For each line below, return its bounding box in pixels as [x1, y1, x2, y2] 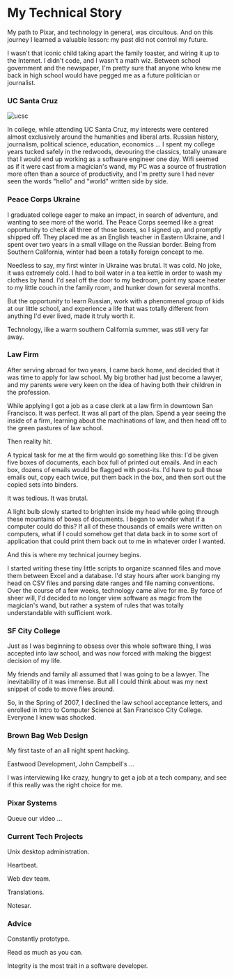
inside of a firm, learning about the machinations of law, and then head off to [7, 416, 227, 425]
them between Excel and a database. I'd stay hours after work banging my [7, 571, 221, 580]
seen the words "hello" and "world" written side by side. [7, 177, 169, 185]
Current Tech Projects [7, 831, 84, 841]
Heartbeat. [7, 861, 38, 870]
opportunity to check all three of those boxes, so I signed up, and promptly [7, 225, 221, 234]
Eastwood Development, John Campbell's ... [7, 760, 134, 768]
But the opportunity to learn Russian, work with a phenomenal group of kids [7, 296, 225, 305]
